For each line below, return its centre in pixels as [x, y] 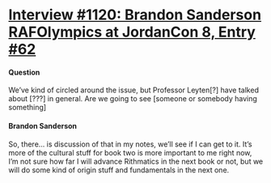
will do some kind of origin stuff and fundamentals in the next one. [119, 170]
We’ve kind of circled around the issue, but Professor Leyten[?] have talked [133, 90]
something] [28, 108]
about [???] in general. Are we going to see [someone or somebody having [133, 99]
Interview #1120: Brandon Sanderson [135, 15]
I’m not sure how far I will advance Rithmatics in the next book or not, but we [136, 161]
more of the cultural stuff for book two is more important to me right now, [130, 152]
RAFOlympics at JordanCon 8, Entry [132, 32]
